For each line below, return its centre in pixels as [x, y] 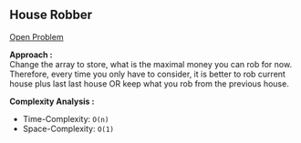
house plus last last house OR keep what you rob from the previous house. [149, 83]
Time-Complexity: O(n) [66, 118]
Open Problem [36, 36]
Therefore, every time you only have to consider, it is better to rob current [147, 74]
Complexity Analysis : [52, 101]
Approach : [31, 55]
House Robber [51, 15]
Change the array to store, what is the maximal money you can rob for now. [151, 64]
